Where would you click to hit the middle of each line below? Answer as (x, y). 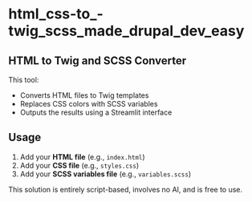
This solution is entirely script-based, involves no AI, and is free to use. (126, 189)
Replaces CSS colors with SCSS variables (89, 104)
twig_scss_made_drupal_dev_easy (126, 31)
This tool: (24, 80)
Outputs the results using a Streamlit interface (96, 112)
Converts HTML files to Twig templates (84, 95)
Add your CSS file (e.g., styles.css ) (79, 165)
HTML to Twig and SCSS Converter (98, 61)
